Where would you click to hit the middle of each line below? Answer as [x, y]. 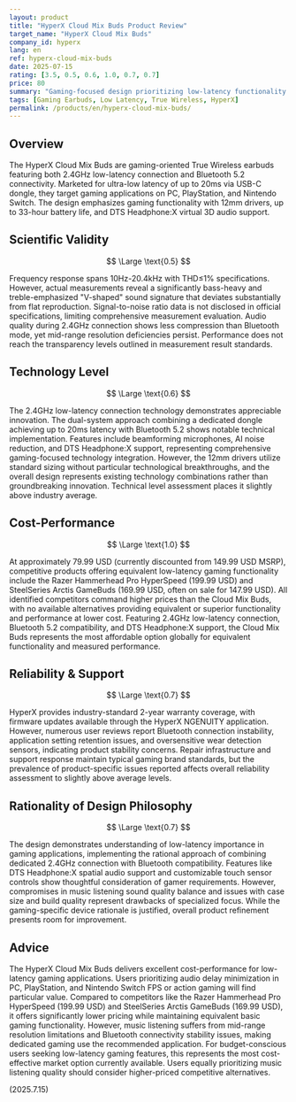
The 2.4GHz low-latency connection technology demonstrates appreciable [145, 410]
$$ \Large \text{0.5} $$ [148, 261]
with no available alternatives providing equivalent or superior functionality [145, 608]
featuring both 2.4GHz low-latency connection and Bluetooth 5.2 [127, 174]
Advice [29, 948]
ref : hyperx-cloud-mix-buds [61, 58]
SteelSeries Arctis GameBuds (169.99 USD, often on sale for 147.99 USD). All [148, 590]
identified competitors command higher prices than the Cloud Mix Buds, [140, 599]
